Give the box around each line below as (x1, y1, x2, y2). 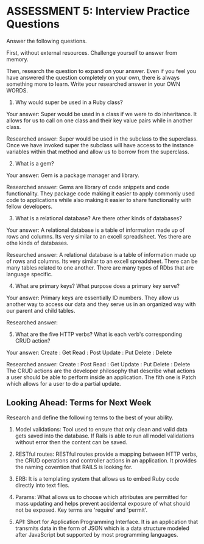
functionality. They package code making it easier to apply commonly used (6, 190, 195, 197)
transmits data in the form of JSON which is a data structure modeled (15, 525, 190, 532)
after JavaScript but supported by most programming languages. (15, 531, 178, 538)
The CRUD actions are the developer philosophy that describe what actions (6, 367, 195, 374)
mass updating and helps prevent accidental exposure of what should (15, 500, 191, 507)
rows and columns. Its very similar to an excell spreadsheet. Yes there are (6, 232, 191, 240)
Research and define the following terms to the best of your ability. (6, 414, 174, 421)
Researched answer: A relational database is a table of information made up (6, 251, 197, 258)
